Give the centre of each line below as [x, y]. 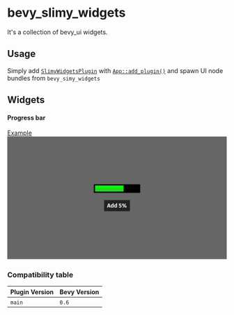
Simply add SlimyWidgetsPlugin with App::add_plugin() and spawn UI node [115, 70]
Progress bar [26, 118]
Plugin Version [32, 292]
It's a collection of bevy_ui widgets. [57, 32]
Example [20, 133]
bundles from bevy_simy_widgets [54, 78]
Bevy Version [79, 292]
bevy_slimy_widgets [67, 13]
